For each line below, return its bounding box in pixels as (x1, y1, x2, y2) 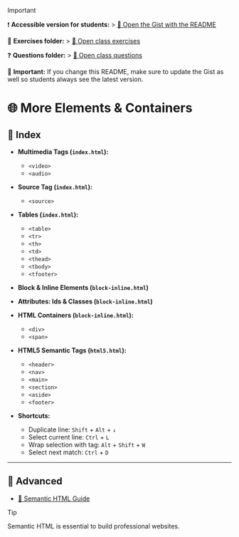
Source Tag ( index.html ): (17, 183, 92, 191)
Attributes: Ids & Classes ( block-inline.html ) (17, 297, 153, 306)
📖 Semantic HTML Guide (17, 494, 90, 503)
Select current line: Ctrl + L (28, 433, 110, 441)
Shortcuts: (17, 412, 51, 419)
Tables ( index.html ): (17, 210, 79, 219)
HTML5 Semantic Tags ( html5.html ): (17, 346, 127, 355)
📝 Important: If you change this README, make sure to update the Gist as (7, 68, 224, 75)
